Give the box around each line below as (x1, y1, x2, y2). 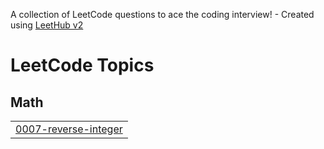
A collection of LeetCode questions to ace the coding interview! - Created (10, 9, 315, 20)
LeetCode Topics (10, 54, 155, 77)
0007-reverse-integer (15, 122, 123, 136)
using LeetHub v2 (10, 19, 84, 31)
